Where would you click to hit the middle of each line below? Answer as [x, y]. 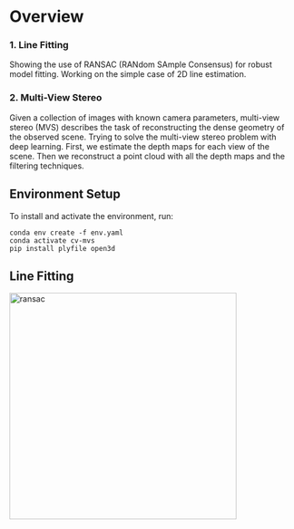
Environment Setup [65, 194]
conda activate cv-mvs [52, 240]
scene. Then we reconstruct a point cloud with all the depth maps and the [147, 156]
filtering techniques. [47, 166]
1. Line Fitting [39, 45]
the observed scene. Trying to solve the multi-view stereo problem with [143, 137]
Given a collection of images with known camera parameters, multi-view [145, 117]
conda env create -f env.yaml [67, 233]
